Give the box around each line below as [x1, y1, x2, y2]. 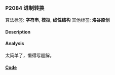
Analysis [5, 41, 24, 47]
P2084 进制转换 [5, 4, 45, 11]
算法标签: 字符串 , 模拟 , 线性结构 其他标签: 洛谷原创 [5, 17, 110, 23]
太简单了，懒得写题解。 [5, 52, 54, 59]
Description [5, 29, 31, 35]
